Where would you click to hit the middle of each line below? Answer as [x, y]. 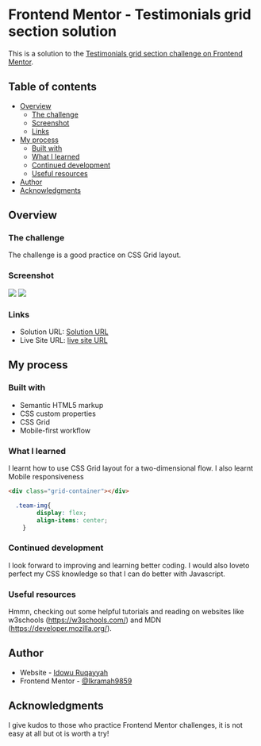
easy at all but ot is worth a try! [59, 733]
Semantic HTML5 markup [61, 405]
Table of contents [52, 87]
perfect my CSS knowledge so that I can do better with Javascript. [117, 574]
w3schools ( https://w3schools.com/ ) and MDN [84, 620]
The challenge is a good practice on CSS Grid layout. [95, 255]
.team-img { [33, 506]
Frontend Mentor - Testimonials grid [130, 15]
